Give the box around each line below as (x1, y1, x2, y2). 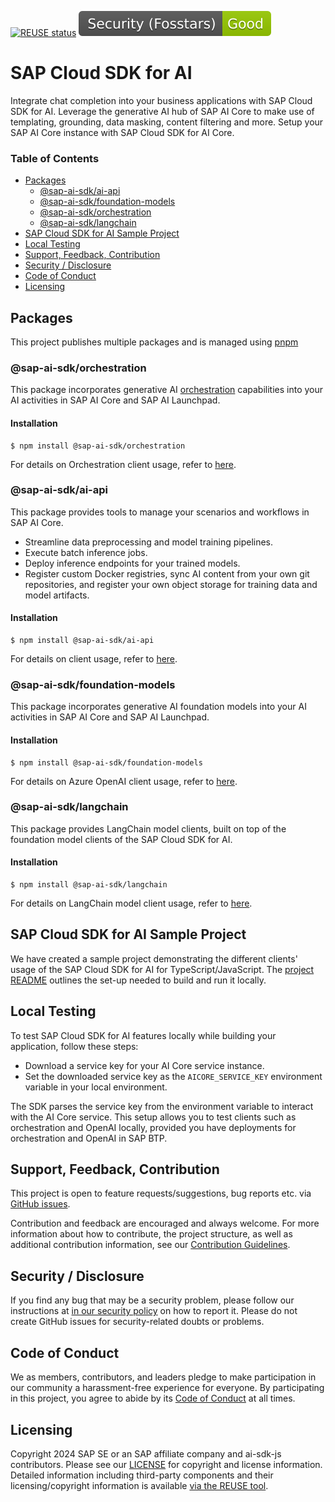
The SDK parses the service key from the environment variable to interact (10, 1100, 314, 1112)
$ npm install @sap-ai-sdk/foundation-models (10, 757, 203, 768)
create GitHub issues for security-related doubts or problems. (10, 1316, 265, 1328)
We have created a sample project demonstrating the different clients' (10, 952, 298, 965)
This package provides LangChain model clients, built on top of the (10, 822, 287, 835)
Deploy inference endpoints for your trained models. (24, 557, 241, 569)
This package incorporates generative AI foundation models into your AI (10, 701, 307, 713)
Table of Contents (10, 151, 100, 165)
